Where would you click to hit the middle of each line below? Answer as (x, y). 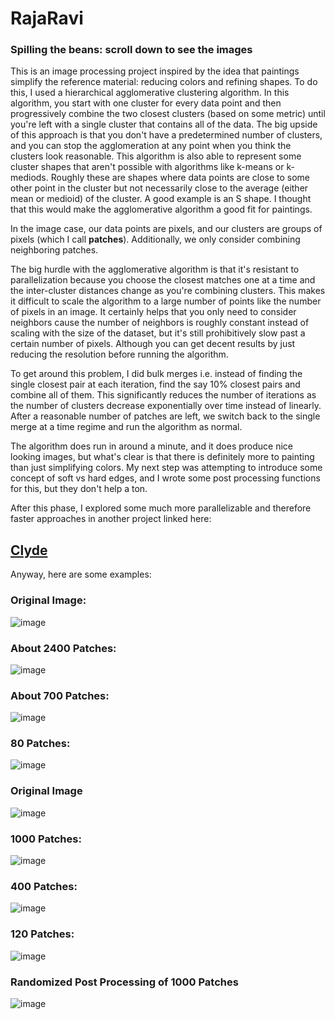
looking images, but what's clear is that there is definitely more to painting (162, 457)
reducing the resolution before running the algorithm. (119, 354)
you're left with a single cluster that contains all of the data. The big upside (164, 124)
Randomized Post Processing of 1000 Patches (124, 982)
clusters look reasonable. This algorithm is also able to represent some (156, 156)
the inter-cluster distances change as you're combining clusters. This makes (168, 291)
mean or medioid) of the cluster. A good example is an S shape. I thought (161, 199)
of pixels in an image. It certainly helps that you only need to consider (153, 312)
